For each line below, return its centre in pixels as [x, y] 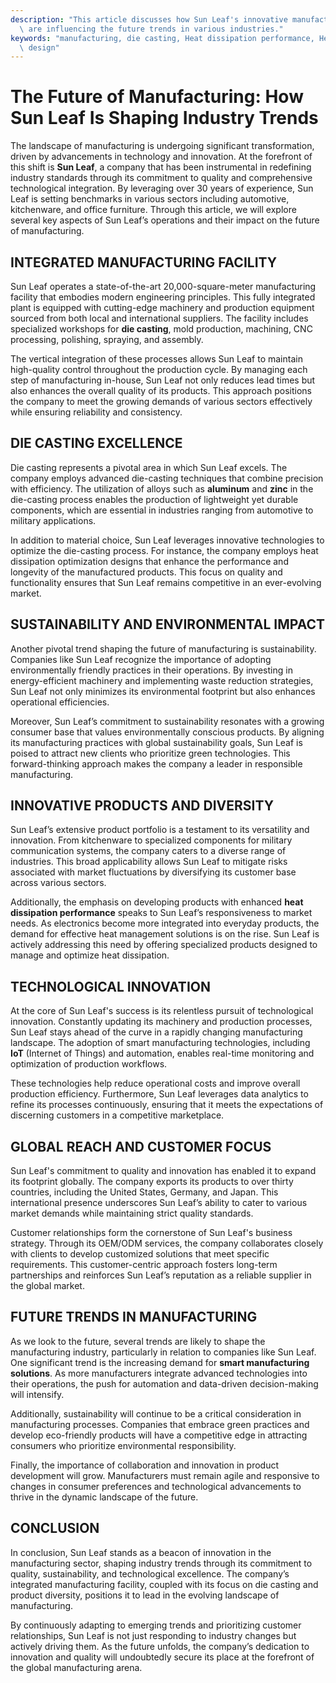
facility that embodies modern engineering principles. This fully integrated [163, 297]
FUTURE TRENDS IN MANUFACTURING [134, 1317]
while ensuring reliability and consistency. [96, 412]
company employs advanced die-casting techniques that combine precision [167, 478]
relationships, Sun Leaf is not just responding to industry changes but [153, 1635]
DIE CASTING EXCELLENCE [96, 443]
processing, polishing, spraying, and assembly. [107, 339]
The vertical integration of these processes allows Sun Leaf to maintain [156, 359]
